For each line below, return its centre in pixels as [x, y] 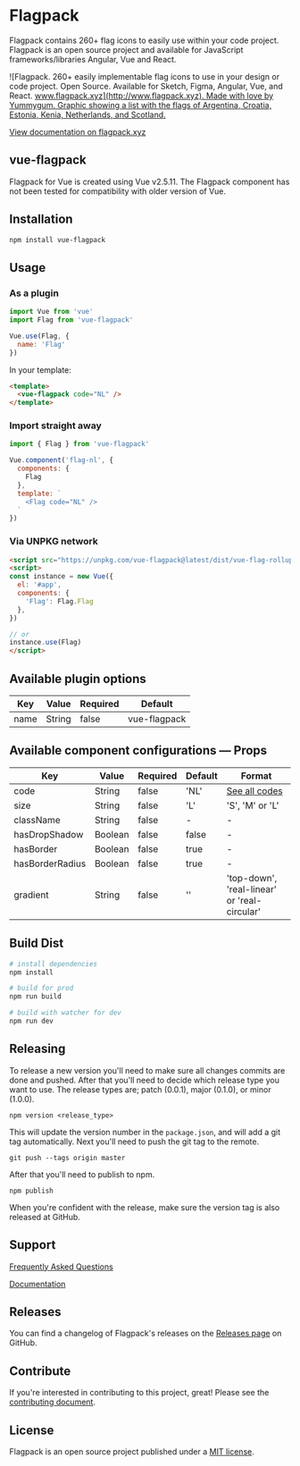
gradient [31, 895]
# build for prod [42, 989]
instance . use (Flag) [46, 643]
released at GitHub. [45, 1217]
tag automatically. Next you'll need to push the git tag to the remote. [134, 1142]
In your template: [40, 370]
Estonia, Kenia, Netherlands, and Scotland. [88, 114]
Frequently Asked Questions [61, 1267]
